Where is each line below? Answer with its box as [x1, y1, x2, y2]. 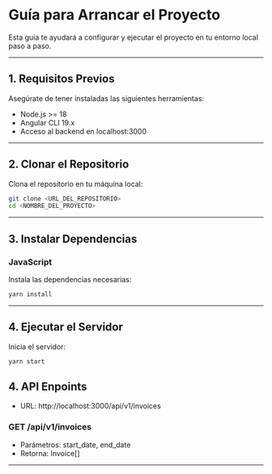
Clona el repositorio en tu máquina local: [8, 179, 143, 188]
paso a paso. [8, 40, 52, 50]
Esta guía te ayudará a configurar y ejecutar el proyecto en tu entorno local [8, 32, 259, 42]
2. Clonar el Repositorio [8, 158, 130, 171]
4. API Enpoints [8, 379, 87, 393]
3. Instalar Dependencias [8, 232, 138, 246]
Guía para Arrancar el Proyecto [8, 6, 221, 24]
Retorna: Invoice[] [19, 448, 80, 458]
